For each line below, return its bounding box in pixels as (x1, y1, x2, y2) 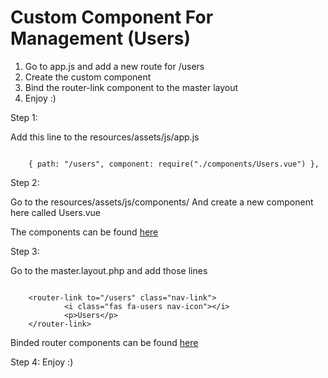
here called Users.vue (10, 206, 101, 218)
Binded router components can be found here (10, 336, 199, 348)
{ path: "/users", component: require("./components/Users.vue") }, (28, 159, 320, 169)
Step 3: (10, 245, 40, 257)
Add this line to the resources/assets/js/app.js (10, 131, 200, 143)
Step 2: (10, 176, 40, 188)
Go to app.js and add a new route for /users (24, 60, 205, 72)
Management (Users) (10, 27, 191, 50)
